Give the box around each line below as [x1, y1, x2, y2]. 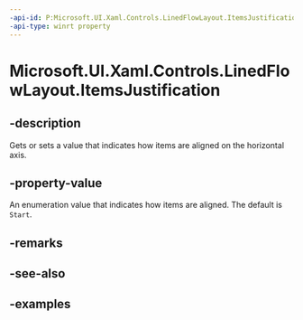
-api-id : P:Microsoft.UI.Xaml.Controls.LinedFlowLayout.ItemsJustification [9, 13, 300, 23]
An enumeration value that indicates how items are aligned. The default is [9, 200, 282, 211]
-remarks [9, 235, 63, 250]
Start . [9, 209, 32, 220]
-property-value [9, 175, 103, 191]
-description [9, 116, 81, 131]
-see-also [9, 266, 66, 281]
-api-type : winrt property [9, 22, 111, 31]
